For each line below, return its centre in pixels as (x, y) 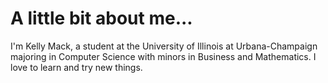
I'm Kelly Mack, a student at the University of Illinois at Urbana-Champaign (164, 46)
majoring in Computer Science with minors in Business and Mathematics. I (163, 56)
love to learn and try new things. (76, 67)
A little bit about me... (101, 18)
